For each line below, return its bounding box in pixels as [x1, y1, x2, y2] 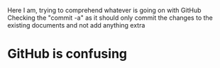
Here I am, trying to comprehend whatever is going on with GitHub [7, 6, 202, 14]
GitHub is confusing [7, 46, 128, 62]
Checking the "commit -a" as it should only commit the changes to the [7, 13, 213, 22]
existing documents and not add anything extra [7, 21, 145, 29]
